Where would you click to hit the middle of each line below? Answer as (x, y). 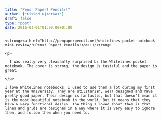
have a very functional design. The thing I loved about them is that (78, 105)
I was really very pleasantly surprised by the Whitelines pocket (78, 62)
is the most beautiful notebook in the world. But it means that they (78, 100)
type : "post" (18, 23)
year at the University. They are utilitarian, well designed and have (79, 92)
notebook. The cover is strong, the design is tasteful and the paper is (81, 66)
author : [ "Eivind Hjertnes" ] (34, 14)
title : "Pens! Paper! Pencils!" (38, 9)
